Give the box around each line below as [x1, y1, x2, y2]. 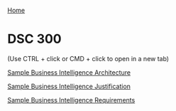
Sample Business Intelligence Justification [7, 82, 131, 90]
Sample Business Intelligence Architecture [7, 68, 131, 77]
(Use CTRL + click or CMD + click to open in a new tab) [7, 54, 169, 63]
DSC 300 [7, 31, 62, 47]
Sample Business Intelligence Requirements [7, 95, 136, 104]
